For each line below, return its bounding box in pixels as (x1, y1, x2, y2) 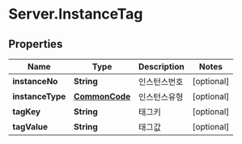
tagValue (12, 121, 49, 132)
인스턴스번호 (138, 76, 184, 87)
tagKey (12, 106, 41, 117)
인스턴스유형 (138, 91, 184, 102)
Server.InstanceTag (8, 5, 143, 23)
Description (138, 61, 185, 72)
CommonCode (74, 91, 131, 102)
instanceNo (12, 76, 58, 87)
